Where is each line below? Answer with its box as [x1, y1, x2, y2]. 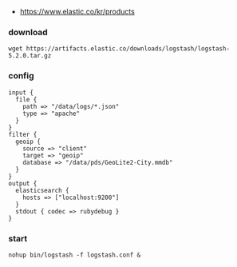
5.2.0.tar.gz [8, 52, 52, 60]
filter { [8, 130, 38, 138]
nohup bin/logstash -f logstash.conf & [8, 251, 141, 259]
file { [15, 95, 38, 103]
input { [8, 88, 34, 97]
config [8, 70, 34, 82]
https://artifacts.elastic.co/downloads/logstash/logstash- [26, 45, 230, 53]
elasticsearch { [15, 186, 69, 194]
